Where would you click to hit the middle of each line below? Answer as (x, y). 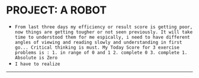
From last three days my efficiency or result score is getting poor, (104, 27)
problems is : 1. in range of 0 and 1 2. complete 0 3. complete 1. (101, 52)
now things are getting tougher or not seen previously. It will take (104, 32)
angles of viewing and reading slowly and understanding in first (98, 42)
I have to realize (37, 64)
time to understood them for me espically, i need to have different (102, 37)
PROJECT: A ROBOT (57, 10)
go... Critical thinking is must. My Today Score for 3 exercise (97, 48)
